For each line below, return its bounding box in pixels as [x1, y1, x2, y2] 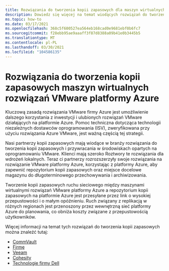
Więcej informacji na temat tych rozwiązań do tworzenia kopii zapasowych [5, 224, 160, 230]
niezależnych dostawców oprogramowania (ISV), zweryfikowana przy [5, 125, 150, 131]
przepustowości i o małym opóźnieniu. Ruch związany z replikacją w [5, 198, 147, 204]
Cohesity [12, 255, 32, 261]
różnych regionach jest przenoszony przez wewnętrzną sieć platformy [5, 203, 151, 209]
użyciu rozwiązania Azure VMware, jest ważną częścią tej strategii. [5, 130, 144, 136]
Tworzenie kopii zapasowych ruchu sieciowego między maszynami [5, 182, 145, 188]
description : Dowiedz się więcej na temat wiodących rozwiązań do [5, 12, 147, 17]
